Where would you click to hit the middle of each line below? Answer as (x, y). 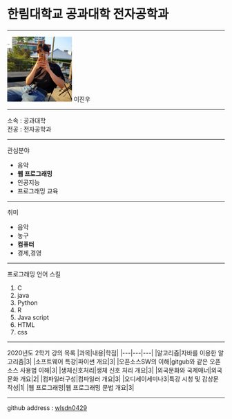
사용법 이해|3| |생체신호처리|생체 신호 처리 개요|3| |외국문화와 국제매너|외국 (121, 370)
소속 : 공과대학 (27, 120)
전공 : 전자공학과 (29, 129)
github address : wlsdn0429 (47, 408)
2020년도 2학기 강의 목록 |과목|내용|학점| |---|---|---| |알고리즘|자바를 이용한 (112, 353)
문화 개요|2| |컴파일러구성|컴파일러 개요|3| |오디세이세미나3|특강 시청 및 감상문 (113, 379)
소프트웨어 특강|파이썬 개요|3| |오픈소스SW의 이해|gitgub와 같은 (122, 362)
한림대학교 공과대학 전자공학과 (88, 14)
